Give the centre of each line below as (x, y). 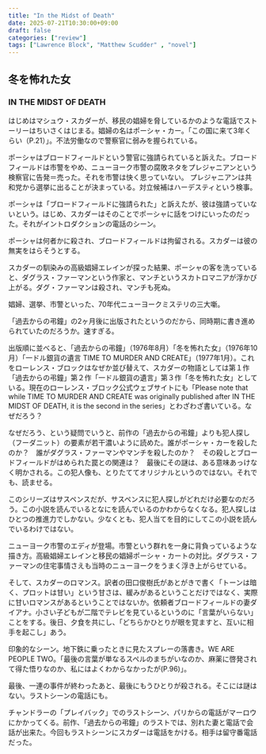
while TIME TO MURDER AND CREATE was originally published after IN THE (132, 396)
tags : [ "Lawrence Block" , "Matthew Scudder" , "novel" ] (102, 45)
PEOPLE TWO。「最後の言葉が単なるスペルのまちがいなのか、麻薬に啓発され (133, 659)
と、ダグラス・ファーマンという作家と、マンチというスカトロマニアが (122, 277)
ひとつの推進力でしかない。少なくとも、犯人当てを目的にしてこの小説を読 (129, 519)
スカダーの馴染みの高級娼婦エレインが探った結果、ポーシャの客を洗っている (133, 267)
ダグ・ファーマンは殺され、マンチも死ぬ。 (105, 287)
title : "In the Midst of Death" (61, 15)
